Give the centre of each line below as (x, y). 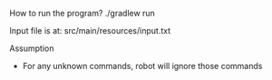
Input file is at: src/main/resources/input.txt (90, 30)
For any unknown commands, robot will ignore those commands (142, 66)
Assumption (32, 48)
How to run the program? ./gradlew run (83, 13)
